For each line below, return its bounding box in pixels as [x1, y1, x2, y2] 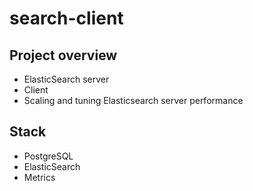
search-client [9, 7, 124, 30]
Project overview [9, 47, 118, 64]
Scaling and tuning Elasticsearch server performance [23, 95, 244, 106]
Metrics [23, 171, 56, 183]
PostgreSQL [23, 150, 74, 162]
